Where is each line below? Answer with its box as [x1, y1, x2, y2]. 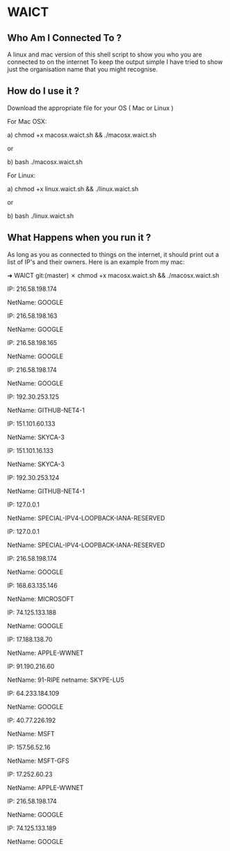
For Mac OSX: [7, 117, 47, 125]
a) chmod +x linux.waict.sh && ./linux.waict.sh [7, 184, 139, 193]
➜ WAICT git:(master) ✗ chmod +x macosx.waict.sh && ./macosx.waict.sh [7, 271, 220, 279]
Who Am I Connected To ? [7, 32, 122, 44]
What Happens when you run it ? [7, 232, 151, 244]
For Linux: [7, 171, 36, 180]
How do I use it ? [7, 85, 80, 97]
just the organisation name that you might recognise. [7, 65, 158, 73]
